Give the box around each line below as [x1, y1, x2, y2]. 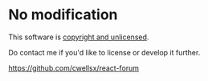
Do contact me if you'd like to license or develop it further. [8, 47, 201, 57]
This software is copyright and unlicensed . [8, 32, 149, 42]
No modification [8, 6, 118, 24]
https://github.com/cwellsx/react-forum [8, 63, 139, 73]
